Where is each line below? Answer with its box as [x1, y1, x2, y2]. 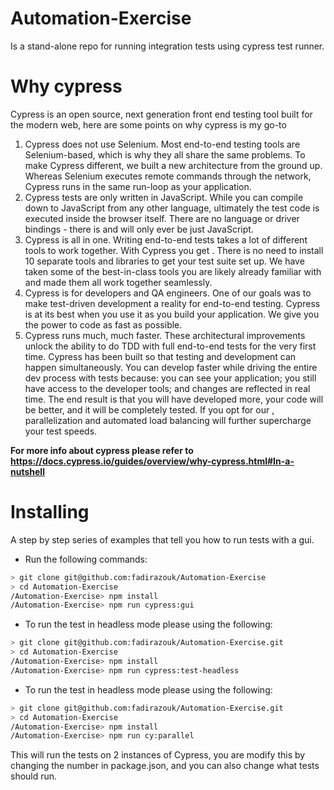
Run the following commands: [24, 553, 148, 565]
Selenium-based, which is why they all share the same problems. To [24, 148, 306, 161]
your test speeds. [24, 425, 98, 437]
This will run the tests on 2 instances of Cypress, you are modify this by [10, 749, 306, 761]
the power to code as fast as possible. [24, 318, 183, 331]
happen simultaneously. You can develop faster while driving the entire [24, 361, 318, 373]
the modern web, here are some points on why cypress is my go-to [10, 118, 287, 131]
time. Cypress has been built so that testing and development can [24, 350, 297, 362]
